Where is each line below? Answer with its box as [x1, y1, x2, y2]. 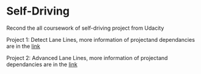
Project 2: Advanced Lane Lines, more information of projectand [6, 54, 168, 61]
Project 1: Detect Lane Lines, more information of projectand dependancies [6, 36, 196, 43]
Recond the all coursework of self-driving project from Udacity [6, 24, 164, 32]
